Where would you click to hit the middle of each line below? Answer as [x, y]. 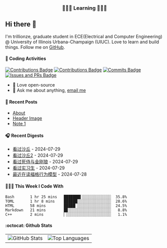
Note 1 [19, 124]
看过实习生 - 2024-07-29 [38, 168]
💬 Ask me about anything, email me [49, 90]
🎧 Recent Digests [24, 135]
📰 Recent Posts [21, 102]
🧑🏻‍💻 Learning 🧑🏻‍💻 [85, 8]
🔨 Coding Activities [26, 59]
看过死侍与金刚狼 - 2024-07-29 [45, 162]
